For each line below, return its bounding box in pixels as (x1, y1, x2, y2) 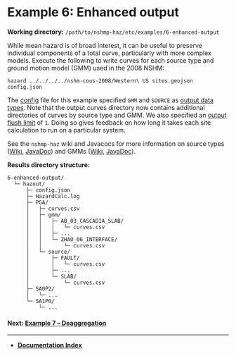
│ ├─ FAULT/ (25, 254, 80, 262)
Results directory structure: (7, 160, 90, 169)
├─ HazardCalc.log (25, 192, 80, 200)
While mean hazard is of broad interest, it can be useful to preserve (7, 41, 202, 49)
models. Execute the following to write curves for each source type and (7, 56, 214, 64)
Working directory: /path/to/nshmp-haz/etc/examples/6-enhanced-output (7, 27, 220, 36)
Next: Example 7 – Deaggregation (7, 319, 107, 327)
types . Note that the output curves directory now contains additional (7, 103, 205, 111)
